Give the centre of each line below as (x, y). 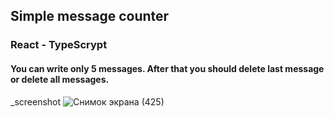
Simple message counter (90, 16)
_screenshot (36, 101)
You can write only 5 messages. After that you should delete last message (167, 68)
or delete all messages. (60, 79)
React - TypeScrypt (59, 45)
